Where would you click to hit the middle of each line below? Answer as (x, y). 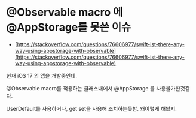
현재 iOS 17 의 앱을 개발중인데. (42, 75)
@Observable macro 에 (65, 12)
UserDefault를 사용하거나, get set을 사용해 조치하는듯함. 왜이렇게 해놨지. (92, 108)
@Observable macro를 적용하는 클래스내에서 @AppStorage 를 (81, 88)
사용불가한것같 (173, 88)
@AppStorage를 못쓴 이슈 (69, 27)
